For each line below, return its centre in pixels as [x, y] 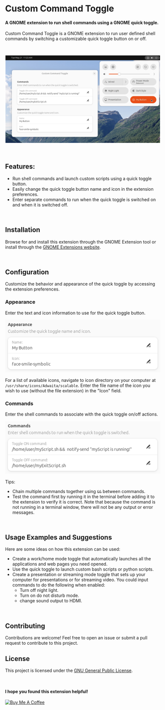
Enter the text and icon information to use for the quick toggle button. [75, 313]
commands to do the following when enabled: [59, 585]
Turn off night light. [39, 590]
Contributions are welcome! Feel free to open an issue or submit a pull [76, 638]
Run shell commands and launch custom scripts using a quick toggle [82, 178]
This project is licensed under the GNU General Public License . [69, 670]
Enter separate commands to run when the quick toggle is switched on [84, 199]
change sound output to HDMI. [51, 601]
